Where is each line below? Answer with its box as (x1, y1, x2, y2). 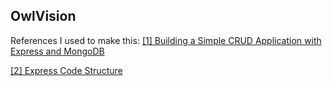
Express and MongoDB (10, 45, 105, 57)
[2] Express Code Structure (10, 64, 123, 76)
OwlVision (10, 8, 77, 25)
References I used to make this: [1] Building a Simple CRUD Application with (10, 34, 322, 46)
